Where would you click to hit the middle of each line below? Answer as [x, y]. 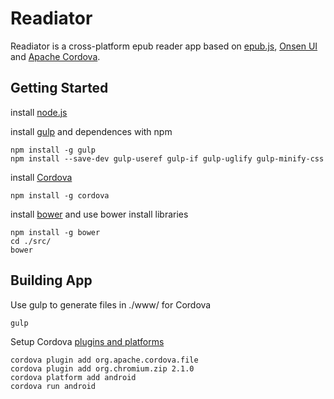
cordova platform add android [73, 377]
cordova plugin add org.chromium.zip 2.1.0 [102, 368]
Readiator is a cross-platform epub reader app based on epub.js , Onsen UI [164, 46]
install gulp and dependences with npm [91, 131]
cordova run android [53, 386]
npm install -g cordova [60, 195]
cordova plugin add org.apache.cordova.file [104, 360]
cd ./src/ [31, 241]
